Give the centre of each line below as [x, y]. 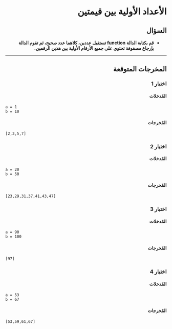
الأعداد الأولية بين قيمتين [122, 12]
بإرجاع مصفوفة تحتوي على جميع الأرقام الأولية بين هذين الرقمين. [94, 48]
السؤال [157, 31]
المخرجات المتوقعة [140, 69]
